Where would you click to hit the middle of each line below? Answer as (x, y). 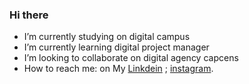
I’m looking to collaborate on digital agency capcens (131, 58)
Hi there (29, 15)
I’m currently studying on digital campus (107, 37)
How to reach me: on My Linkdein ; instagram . (118, 69)
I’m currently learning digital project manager (116, 47)
